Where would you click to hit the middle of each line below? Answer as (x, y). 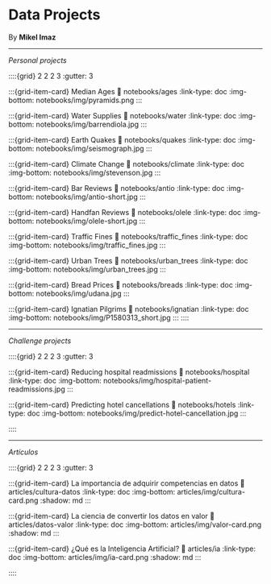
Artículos (23, 452)
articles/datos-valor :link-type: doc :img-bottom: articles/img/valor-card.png (135, 524)
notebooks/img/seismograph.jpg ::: (94, 148)
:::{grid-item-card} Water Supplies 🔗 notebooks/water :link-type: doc (122, 115)
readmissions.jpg (37, 389)
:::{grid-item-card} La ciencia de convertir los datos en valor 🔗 (112, 516)
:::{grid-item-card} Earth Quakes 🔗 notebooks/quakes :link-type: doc (122, 139)
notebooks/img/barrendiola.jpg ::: (92, 124)
